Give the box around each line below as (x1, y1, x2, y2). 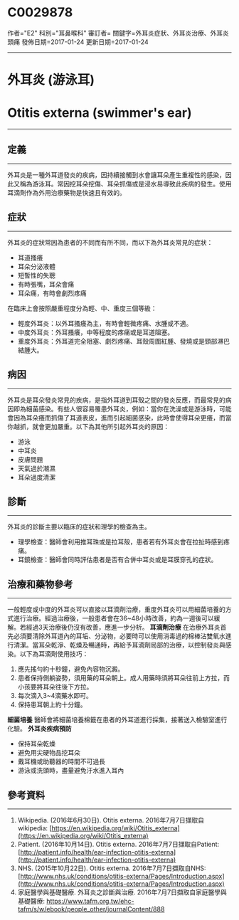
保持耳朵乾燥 (17, 739, 55, 748)
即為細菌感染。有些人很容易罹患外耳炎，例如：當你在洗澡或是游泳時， (13, 404, 219, 413)
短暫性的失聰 (17, 271, 55, 280)
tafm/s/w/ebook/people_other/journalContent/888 (17, 904, 165, 913)
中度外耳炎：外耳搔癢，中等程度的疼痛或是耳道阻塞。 (17, 328, 174, 337)
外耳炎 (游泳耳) (7, 72, 95, 88)
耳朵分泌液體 (17, 262, 55, 270)
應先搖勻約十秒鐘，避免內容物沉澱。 (17, 665, 124, 673)
